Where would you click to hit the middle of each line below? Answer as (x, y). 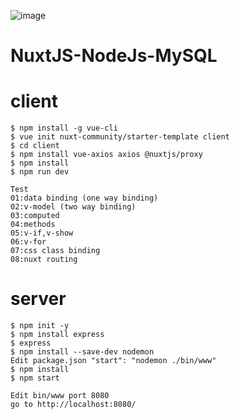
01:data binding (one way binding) (84, 198)
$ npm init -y (40, 326)
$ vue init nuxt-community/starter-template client (120, 137)
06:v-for (28, 242)
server (38, 299)
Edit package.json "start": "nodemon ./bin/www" (113, 361)
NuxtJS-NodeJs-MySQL (114, 56)
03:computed (35, 216)
